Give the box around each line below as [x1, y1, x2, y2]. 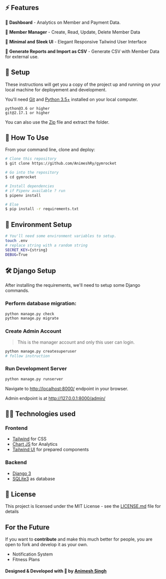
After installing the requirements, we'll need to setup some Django [5, 282, 141, 288]
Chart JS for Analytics [12, 441, 58, 447]
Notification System [12, 551, 53, 557]
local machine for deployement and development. [5, 86, 107, 93]
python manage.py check [5, 311, 55, 316]
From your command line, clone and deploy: [5, 147, 95, 153]
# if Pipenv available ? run [5, 188, 66, 193]
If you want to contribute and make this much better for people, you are [5, 536, 153, 542]
